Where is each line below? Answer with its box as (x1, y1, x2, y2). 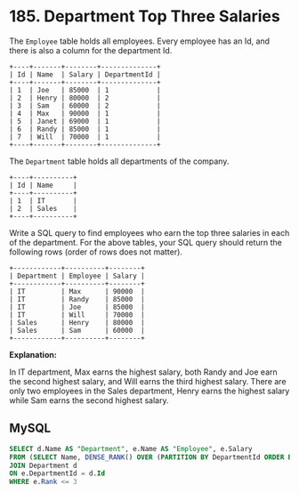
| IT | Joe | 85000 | (9, 303, 145, 311)
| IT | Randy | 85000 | (9, 295, 145, 303)
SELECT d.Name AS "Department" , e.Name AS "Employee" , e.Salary (9, 444, 253, 453)
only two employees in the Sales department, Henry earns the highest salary (9, 385, 290, 396)
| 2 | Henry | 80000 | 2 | (9, 93, 162, 102)
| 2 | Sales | (9, 204, 77, 213)
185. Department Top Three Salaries (9, 6, 280, 27)
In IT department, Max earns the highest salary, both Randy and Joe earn (9, 367, 278, 377)
